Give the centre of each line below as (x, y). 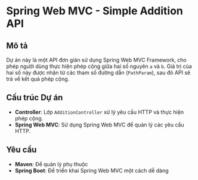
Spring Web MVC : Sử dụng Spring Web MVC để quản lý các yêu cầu (99, 125)
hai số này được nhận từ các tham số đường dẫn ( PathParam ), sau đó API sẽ (98, 72)
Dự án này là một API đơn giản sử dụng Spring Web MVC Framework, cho (96, 60)
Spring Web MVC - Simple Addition (95, 11)
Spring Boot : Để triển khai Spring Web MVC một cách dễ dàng (92, 170)
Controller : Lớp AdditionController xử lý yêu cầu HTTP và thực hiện (99, 112)
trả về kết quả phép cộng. (38, 79)
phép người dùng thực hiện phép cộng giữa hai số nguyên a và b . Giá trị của (99, 66)
